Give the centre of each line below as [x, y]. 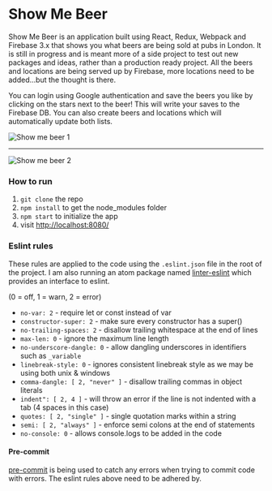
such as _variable [51, 355]
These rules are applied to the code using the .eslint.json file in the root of [135, 264]
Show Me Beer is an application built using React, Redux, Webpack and [127, 37]
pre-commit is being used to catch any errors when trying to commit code [132, 469]
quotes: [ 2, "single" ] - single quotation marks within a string [128, 416]
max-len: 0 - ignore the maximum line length [94, 338]
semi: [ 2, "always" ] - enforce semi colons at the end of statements [137, 424]
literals [31, 390]
